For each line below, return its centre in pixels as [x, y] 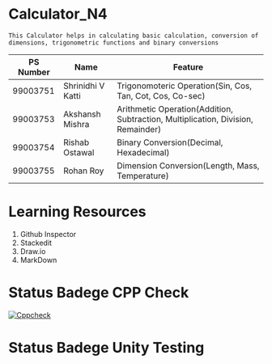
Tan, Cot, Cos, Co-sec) [161, 95]
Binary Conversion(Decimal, [170, 142]
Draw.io [33, 251]
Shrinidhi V [84, 86]
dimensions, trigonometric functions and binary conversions [114, 42]
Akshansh [82, 114]
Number [34, 72]
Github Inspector [48, 234]
